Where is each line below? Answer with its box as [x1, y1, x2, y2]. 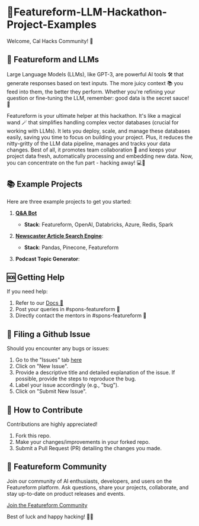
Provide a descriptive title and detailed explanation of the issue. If [15, 369, 175, 376]
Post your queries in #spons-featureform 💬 [15, 306, 120, 313]
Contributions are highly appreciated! [7, 421, 98, 428]
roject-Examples [7, 18, 97, 31]
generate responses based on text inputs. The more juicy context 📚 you [7, 79, 183, 86]
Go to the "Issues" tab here [15, 356, 82, 363]
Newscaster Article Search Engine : [15, 232, 104, 239]
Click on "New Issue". [15, 363, 69, 370]
